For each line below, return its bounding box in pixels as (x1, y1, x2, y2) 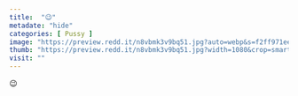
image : (9, 37, 34, 47)
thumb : (9, 46, 34, 55)
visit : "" (9, 54, 46, 63)
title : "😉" (9, 12, 57, 22)
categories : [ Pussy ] (9, 29, 93, 38)
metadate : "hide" (9, 21, 74, 30)
